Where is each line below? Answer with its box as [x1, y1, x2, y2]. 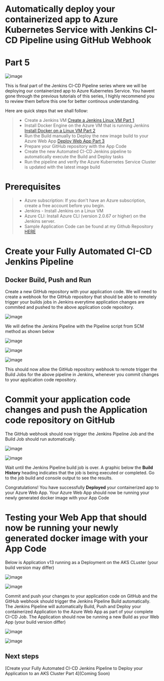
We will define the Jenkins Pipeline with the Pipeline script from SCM [5, 323, 144, 329]
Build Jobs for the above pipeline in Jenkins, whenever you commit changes [5, 372, 159, 377]
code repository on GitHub [5, 415, 115, 426]
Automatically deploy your [5, 3, 116, 15]
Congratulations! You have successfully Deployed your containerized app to [5, 485, 159, 490]
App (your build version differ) [5, 619, 66, 625]
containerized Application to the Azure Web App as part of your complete [5, 609, 153, 614]
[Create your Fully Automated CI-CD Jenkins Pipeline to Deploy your [5, 665, 143, 671]
